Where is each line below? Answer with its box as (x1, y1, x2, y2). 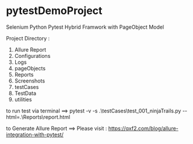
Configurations (14, 52, 51, 59)
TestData (14, 90, 37, 97)
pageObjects (14, 64, 45, 71)
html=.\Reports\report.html (6, 113, 71, 121)
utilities (14, 95, 32, 103)
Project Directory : (6, 35, 50, 42)
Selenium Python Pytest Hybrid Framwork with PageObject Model (6, 23, 164, 30)
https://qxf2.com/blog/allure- (108, 125, 179, 132)
